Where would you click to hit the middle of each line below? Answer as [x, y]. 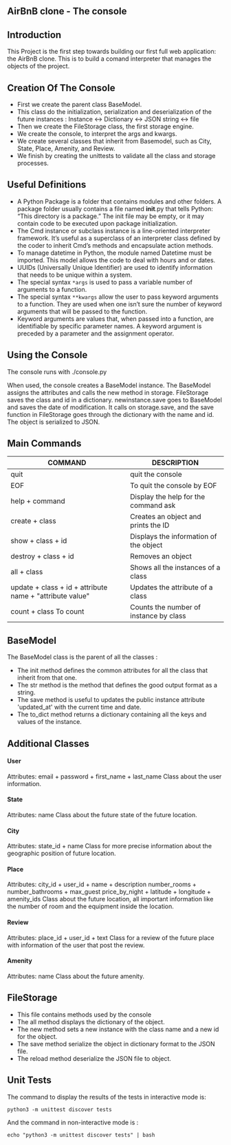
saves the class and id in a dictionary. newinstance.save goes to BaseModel [114, 400]
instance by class [158, 616]
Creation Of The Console [61, 88]
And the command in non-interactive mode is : [73, 1122]
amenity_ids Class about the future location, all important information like [110, 899]
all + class [27, 572]
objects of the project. [38, 66]
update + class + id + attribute [59, 587]
